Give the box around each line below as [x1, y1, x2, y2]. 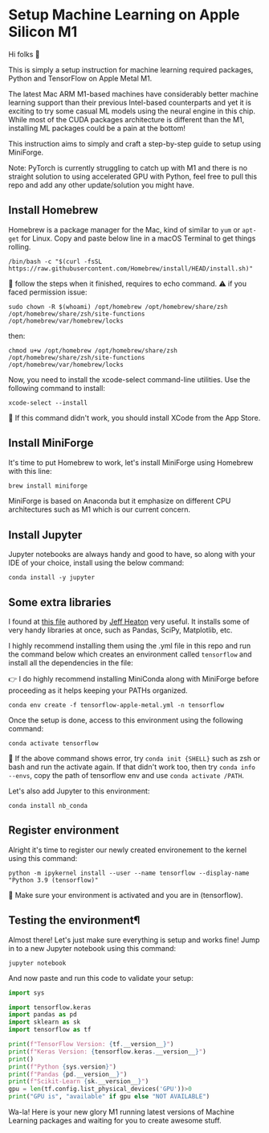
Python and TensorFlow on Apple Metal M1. [8, 73, 153, 83]
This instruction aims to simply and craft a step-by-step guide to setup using [8, 138, 262, 148]
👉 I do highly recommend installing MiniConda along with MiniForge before [8, 674, 259, 684]
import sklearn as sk [8, 1018, 81, 1027]
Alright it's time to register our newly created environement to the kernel [8, 845, 247, 855]
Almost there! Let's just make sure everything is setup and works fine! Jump [8, 935, 260, 945]
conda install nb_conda [8, 802, 88, 810]
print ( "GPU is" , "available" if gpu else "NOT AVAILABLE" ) [8, 1093, 210, 1101]
